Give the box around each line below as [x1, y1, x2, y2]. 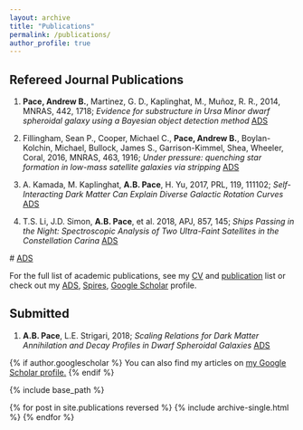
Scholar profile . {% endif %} [9, 367, 115, 377]
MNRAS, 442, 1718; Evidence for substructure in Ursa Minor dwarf [22, 106, 270, 117]
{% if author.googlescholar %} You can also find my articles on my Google [9, 357, 287, 368]
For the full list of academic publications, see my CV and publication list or [9, 271, 287, 282]
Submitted [9, 306, 70, 321]
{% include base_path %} [9, 384, 105, 395]
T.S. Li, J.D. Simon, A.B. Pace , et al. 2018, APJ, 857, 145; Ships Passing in [22, 216, 295, 227]
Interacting [22, 189, 63, 200]
